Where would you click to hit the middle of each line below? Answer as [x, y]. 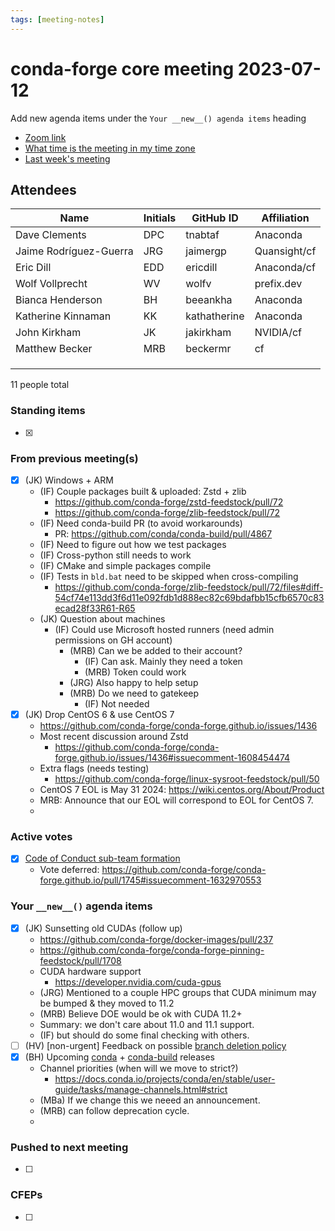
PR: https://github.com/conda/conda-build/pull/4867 [163, 534]
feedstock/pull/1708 [80, 960]
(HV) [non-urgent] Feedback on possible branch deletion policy [155, 1045]
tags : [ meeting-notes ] [57, 19]
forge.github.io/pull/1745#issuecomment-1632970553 [150, 880]
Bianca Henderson [59, 300]
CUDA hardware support [90, 971]
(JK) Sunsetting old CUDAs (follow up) [103, 928]
